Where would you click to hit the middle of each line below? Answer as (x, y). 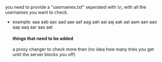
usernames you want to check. (37, 12)
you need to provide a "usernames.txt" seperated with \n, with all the (76, 7)
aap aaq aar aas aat (33, 27)
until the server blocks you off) (44, 55)
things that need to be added (43, 38)
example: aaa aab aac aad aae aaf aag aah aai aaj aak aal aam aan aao (85, 22)
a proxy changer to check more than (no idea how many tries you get (83, 49)
